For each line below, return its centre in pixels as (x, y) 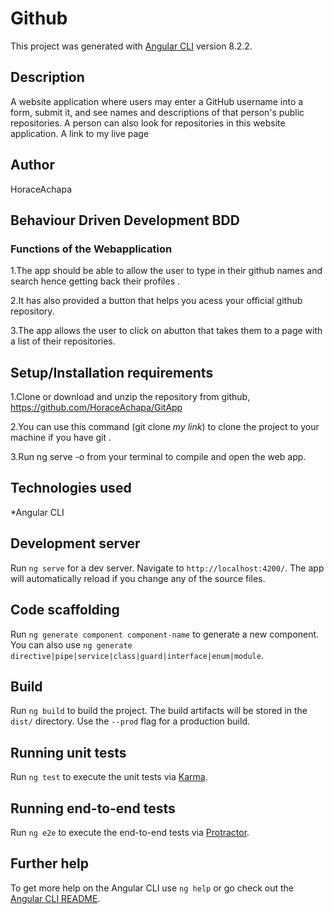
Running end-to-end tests (93, 808)
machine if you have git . (61, 438)
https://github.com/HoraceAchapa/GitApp (96, 408)
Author (32, 165)
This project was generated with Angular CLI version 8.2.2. (131, 46)
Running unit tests (68, 752)
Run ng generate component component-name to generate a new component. (165, 634)
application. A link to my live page (80, 133)
